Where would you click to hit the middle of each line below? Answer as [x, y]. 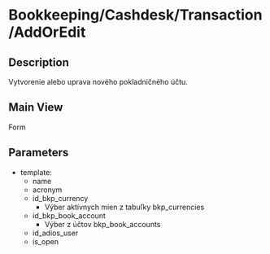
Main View [36, 107]
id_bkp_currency [60, 198]
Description [39, 62]
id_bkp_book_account [69, 215]
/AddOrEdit [47, 32]
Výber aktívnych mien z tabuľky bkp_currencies [124, 207]
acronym [47, 190]
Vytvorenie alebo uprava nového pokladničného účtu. [98, 82]
